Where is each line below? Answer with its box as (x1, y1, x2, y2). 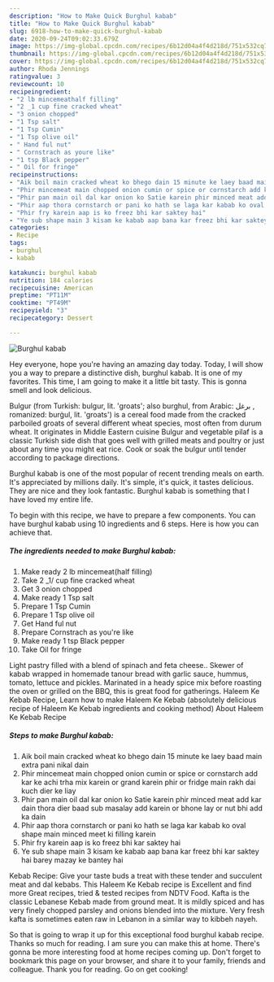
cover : (9, 58, 32, 66)
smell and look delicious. (9, 385, 92, 395)
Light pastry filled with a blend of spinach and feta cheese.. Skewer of (9, 660, 244, 670)
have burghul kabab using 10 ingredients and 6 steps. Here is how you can (9, 518, 259, 529)
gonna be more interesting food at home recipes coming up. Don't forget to (9, 947, 262, 957)
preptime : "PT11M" (9, 291, 72, 299)
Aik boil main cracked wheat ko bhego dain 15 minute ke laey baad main (20, 751, 263, 761)
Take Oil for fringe (20, 644, 82, 654)
